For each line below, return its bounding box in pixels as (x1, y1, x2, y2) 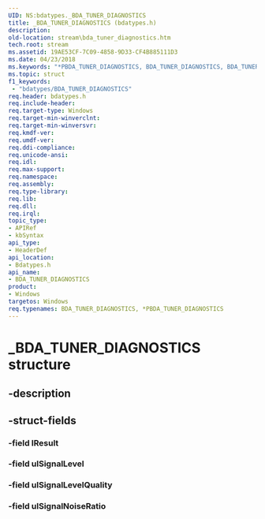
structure (8, 356, 71, 373)
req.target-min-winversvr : (8, 121, 97, 129)
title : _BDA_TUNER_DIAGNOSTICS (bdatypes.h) (8, 19, 157, 27)
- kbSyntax (8, 232, 44, 240)
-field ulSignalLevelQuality (8, 480, 113, 491)
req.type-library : (8, 187, 69, 196)
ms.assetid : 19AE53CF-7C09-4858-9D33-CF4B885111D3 (8, 48, 178, 56)
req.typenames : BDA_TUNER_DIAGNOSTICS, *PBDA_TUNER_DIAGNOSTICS (8, 304, 224, 312)
